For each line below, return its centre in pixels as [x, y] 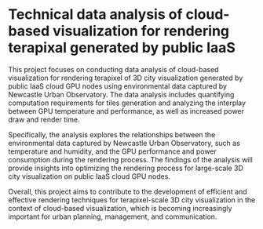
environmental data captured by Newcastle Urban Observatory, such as [124, 143]
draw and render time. [44, 119]
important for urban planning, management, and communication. [113, 216]
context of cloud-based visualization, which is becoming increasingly [120, 208]
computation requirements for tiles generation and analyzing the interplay [127, 103]
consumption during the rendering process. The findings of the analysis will [130, 159]
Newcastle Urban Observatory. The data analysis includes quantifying [121, 94]
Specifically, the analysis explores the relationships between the [112, 134]
